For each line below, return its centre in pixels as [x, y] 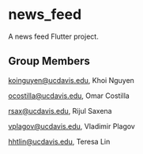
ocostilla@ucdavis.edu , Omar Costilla [69, 96]
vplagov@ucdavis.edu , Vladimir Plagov [72, 126]
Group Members [49, 61]
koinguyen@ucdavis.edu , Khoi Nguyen [71, 80]
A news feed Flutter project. [53, 36]
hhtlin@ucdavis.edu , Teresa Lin [59, 141]
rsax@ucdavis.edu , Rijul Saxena [60, 111]
